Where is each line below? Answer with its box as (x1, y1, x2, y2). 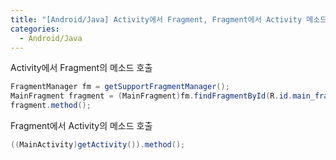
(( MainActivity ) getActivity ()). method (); (10, 140, 186, 150)
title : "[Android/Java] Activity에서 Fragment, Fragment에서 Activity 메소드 (10, 14, 328, 25)
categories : (10, 24, 60, 34)
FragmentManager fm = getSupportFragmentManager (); (10, 82, 230, 92)
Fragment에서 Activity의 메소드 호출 (10, 120, 153, 131)
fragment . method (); (10, 101, 92, 111)
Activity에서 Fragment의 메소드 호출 (10, 62, 153, 74)
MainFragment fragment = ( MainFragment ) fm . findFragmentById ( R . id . (10, 91, 293, 101)
